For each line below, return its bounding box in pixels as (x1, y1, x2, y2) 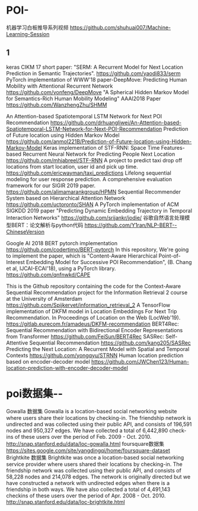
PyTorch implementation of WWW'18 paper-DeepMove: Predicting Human (6, 76, 187, 83)
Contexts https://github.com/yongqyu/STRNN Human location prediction (6, 352, 184, 359)
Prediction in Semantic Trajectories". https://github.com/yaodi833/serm (6, 69, 181, 77)
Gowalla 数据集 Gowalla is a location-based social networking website (6, 407, 177, 414)
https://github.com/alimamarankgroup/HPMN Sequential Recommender (6, 188, 181, 195)
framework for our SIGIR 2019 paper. (6, 182, 96, 189)
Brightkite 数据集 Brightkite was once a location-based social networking (6, 454, 184, 461)
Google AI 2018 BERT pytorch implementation (6, 239, 117, 246)
